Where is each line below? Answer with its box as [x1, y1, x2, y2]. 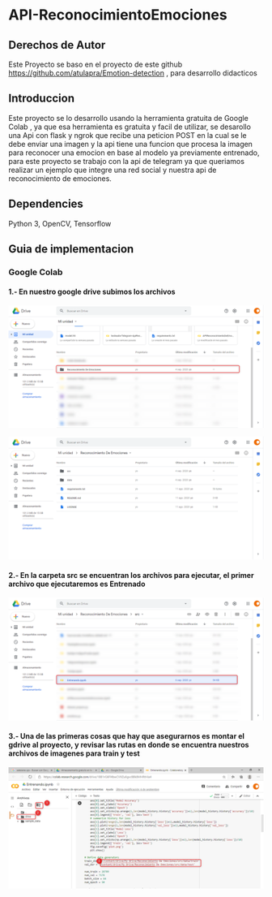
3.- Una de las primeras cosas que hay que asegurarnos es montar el [8, 731, 245, 741]
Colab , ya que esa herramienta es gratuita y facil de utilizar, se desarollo [8, 122, 251, 132]
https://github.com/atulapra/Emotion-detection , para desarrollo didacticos [8, 68, 257, 78]
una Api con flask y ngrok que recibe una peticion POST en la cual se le [8, 130, 247, 140]
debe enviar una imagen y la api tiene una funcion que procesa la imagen [8, 139, 253, 149]
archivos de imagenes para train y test [8, 748, 140, 758]
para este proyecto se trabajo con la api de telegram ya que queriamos [8, 156, 245, 166]
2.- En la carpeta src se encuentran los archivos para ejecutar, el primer [8, 571, 254, 580]
